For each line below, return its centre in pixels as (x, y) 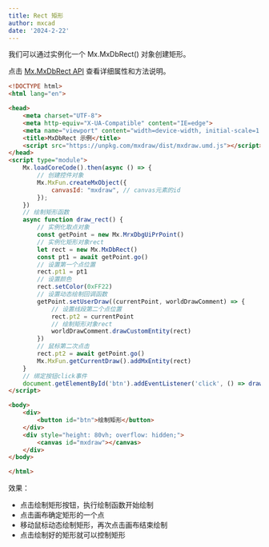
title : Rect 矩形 (36, 16)
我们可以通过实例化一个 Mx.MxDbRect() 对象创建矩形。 (99, 54)
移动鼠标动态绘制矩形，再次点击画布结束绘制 (94, 525)
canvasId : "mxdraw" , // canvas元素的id (116, 190)
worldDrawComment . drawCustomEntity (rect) (121, 331)
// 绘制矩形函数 (46, 213)
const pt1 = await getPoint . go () (93, 257)
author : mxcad (32, 23)
